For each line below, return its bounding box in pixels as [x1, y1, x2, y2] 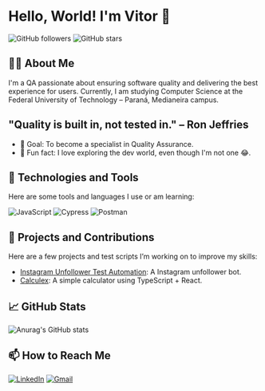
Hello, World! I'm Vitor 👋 [8, 7, 171, 26]
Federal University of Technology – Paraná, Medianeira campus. [8, 95, 220, 105]
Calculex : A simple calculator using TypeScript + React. [19, 275, 203, 286]
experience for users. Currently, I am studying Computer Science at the [8, 86, 243, 96]
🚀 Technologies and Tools [8, 171, 139, 184]
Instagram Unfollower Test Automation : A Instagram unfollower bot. [19, 267, 242, 277]
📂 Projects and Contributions [8, 231, 155, 244]
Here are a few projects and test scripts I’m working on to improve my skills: [8, 251, 258, 262]
